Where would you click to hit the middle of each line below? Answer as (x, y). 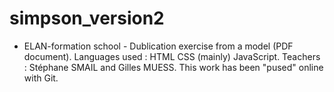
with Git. (41, 78)
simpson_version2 (87, 18)
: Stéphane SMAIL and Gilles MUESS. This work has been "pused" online (173, 67)
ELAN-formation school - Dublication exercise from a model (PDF (158, 46)
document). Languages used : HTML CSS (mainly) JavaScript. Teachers (172, 56)
